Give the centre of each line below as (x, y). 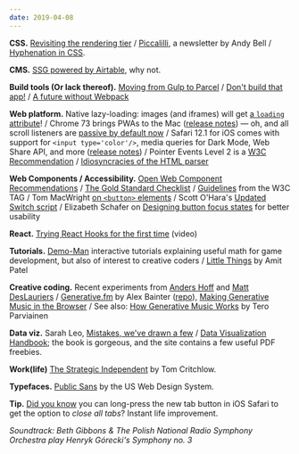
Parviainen (29, 315)
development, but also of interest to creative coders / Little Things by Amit (146, 260)
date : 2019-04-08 (42, 17)
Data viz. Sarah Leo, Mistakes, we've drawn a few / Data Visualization (138, 333)
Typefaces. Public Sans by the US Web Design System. (112, 386)
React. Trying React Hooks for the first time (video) (104, 234)
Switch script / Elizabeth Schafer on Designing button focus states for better (149, 207)
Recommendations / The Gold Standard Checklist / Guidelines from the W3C (150, 187)
